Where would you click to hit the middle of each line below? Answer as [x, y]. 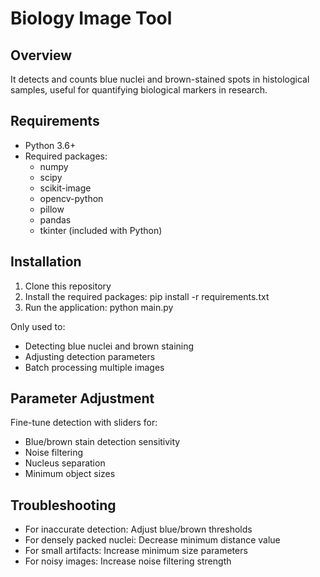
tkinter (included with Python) [101, 230]
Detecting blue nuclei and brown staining [109, 346]
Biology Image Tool [91, 18]
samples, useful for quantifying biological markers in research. [139, 90]
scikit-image [65, 188]
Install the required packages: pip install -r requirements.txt [147, 296]
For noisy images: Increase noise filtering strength [128, 561]
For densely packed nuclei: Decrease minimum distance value [152, 540]
